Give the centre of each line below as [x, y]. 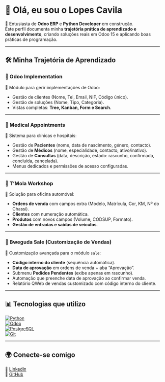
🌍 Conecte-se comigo [40, 355]
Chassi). [21, 209]
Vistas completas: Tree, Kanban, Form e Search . [62, 107]
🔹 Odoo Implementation [34, 77]
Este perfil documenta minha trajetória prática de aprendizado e [71, 29]
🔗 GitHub [14, 375]
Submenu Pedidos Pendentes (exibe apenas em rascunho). [73, 273]
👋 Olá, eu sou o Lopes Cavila [64, 10]
